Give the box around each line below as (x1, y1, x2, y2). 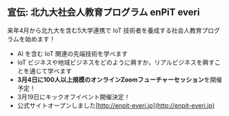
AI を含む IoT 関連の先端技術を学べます (17, 49, 128, 57)
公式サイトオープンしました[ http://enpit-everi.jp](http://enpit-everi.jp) (17, 101, 215, 109)
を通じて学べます (23, 66, 72, 75)
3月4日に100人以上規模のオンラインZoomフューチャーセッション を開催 (17, 75, 223, 84)
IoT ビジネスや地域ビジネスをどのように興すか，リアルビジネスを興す (17, 58, 215, 66)
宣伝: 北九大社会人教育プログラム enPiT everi (7, 6, 200, 19)
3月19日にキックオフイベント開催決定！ (17, 93, 130, 101)
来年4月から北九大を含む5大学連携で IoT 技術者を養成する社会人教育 (7, 26, 202, 35)
